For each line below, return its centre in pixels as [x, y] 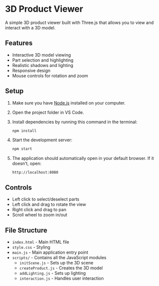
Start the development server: [42, 140]
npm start [22, 149]
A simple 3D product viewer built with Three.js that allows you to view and [79, 22]
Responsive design [31, 70]
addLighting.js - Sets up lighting [53, 273]
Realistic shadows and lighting [42, 65]
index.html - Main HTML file [40, 242]
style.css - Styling [31, 247]
